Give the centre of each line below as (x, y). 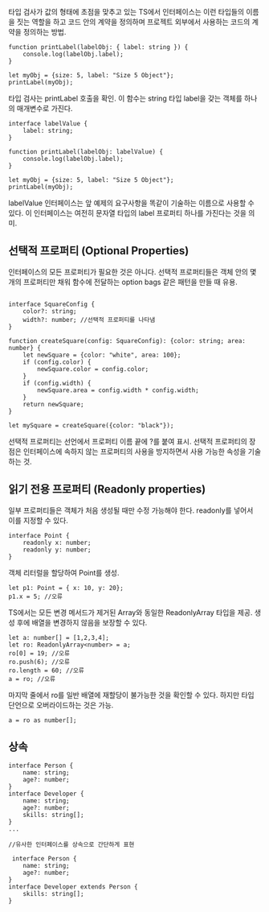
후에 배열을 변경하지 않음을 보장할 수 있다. (82, 622)
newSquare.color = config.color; (93, 369)
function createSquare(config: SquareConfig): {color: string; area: (127, 340)
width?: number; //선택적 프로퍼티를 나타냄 (89, 320)
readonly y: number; (57, 550)
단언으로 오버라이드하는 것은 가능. (61, 705)
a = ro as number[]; (43, 720)
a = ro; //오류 (32, 679)
